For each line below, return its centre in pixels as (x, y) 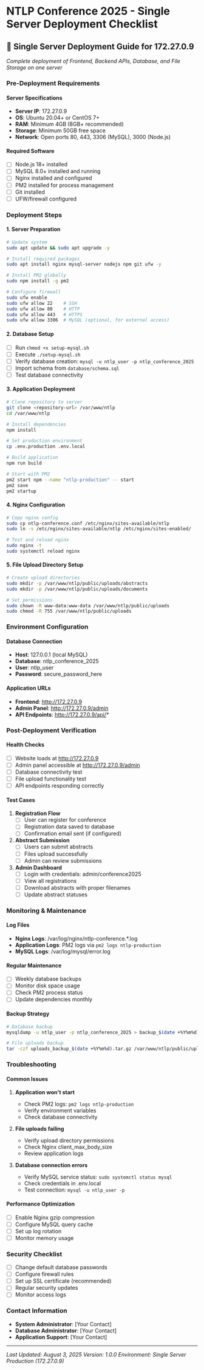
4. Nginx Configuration (36, 505)
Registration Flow (38, 813)
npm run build (24, 463)
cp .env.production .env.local (46, 447)
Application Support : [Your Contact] (61, 1337)
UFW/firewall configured (46, 199)
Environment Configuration (47, 627)
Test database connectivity (49, 375)
